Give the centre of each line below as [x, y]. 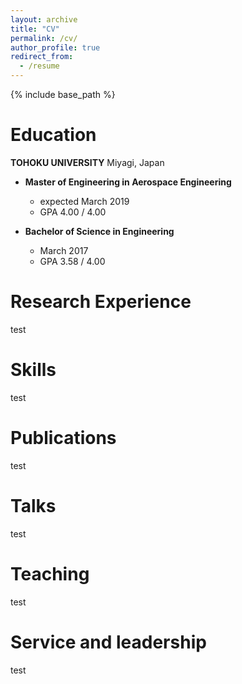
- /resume [39, 66]
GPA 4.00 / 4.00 [73, 212]
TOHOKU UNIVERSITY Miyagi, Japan [87, 162]
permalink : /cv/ [44, 38]
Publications [63, 438]
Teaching [50, 573]
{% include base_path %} [63, 94]
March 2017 [64, 250]
